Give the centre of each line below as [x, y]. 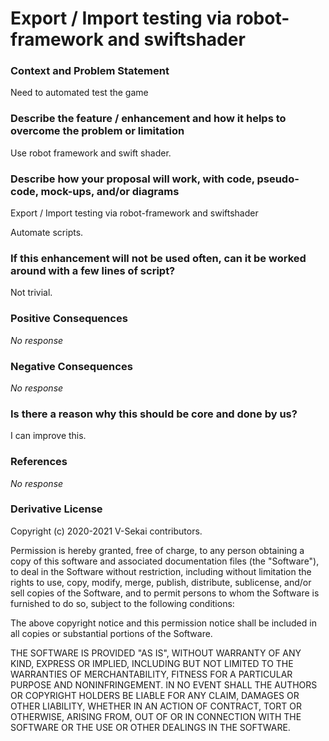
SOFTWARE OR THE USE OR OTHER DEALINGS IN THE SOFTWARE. [150, 727]
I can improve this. [48, 436]
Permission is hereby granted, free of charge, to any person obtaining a [157, 550]
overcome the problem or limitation [97, 131]
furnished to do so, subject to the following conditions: [122, 603]
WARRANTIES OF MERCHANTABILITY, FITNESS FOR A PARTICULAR [151, 674]
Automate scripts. [47, 233]
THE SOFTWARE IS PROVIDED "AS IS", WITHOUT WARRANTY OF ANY [156, 653]
